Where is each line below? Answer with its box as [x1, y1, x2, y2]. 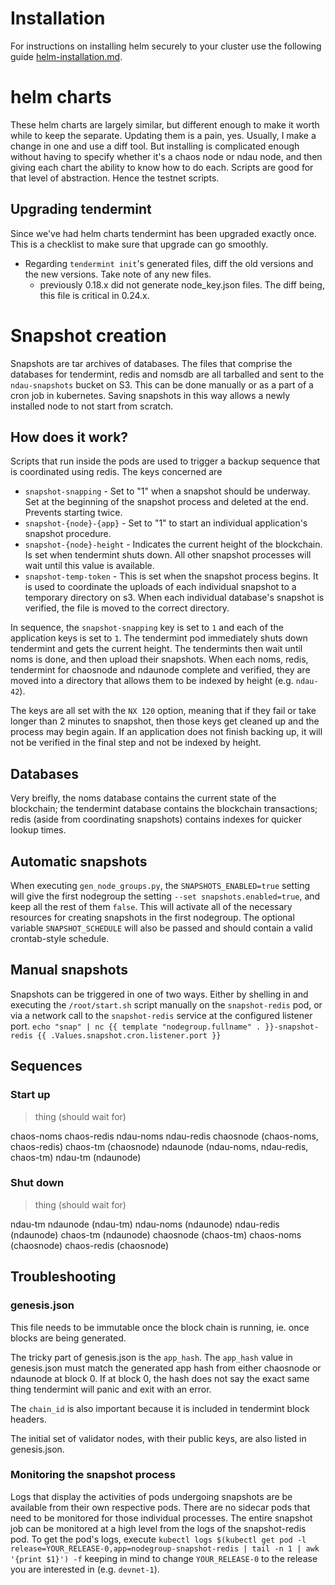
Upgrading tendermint [10, 201, 152, 218]
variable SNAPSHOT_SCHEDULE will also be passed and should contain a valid [10, 922, 313, 934]
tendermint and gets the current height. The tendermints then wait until [10, 643, 303, 655]
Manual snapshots [10, 962, 129, 979]
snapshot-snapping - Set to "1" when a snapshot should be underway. [24, 485, 311, 497]
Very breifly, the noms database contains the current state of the [10, 792, 277, 804]
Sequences [10, 1058, 83, 1075]
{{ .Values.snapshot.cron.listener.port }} [36, 1030, 222, 1041]
